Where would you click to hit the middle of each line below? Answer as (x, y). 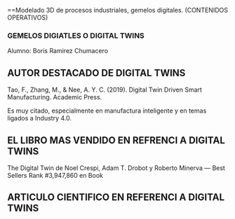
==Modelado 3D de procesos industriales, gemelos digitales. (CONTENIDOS (117, 10)
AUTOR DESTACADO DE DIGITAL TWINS (96, 73)
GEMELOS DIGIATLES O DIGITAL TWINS (76, 36)
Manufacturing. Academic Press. (55, 97)
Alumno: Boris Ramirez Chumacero (58, 51)
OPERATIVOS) (28, 17)
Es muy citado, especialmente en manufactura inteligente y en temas (107, 111)
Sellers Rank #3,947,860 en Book (55, 175)
